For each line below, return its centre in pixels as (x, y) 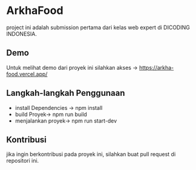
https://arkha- (156, 67)
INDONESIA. (22, 33)
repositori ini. (23, 161)
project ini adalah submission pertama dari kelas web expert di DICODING (98, 27)
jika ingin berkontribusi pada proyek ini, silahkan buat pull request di (91, 154)
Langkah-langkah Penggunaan (66, 93)
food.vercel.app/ (27, 74)
